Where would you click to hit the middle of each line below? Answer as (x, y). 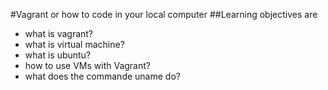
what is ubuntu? (58, 55)
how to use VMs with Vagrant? (87, 65)
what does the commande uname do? (102, 76)
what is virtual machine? (74, 44)
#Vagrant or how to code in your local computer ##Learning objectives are (164, 14)
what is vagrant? (59, 33)
